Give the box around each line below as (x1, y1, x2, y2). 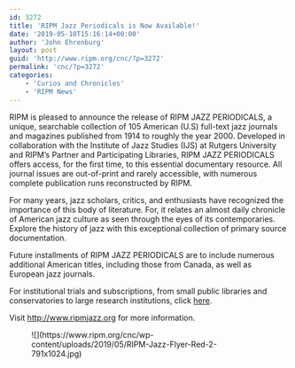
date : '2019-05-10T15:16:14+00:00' (9, 29, 141, 38)
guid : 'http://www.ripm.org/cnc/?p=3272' (9, 54, 165, 63)
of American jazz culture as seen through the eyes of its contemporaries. (9, 214, 276, 224)
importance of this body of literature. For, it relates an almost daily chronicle (9, 204, 286, 215)
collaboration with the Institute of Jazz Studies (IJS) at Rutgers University (9, 139, 277, 151)
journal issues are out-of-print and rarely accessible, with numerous (9, 168, 258, 178)
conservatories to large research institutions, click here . (9, 294, 213, 306)
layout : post (9, 46, 58, 55)
